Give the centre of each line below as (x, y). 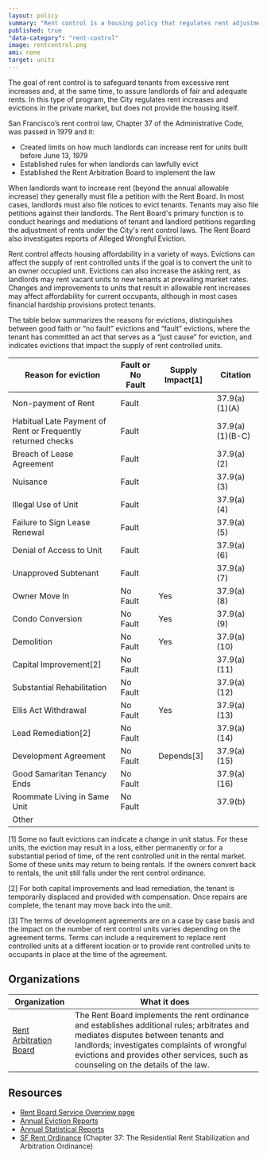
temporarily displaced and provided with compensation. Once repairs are (128, 897)
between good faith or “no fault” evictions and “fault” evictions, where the (129, 328)
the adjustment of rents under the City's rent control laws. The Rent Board (129, 230)
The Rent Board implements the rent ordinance (162, 1015)
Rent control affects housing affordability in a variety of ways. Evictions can (132, 254)
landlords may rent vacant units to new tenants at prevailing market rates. (128, 279)
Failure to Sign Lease (51, 522)
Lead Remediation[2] (52, 733)
